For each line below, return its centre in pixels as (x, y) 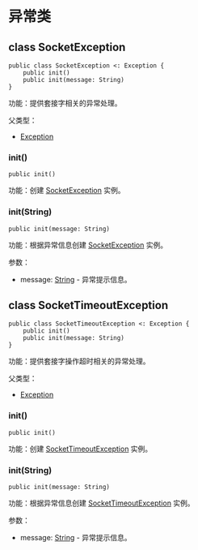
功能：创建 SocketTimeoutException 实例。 (80, 449)
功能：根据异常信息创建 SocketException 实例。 (88, 245)
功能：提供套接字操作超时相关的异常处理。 (79, 361)
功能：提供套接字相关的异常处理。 (65, 103)
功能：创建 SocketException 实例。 (67, 191)
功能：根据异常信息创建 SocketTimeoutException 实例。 (102, 503)
